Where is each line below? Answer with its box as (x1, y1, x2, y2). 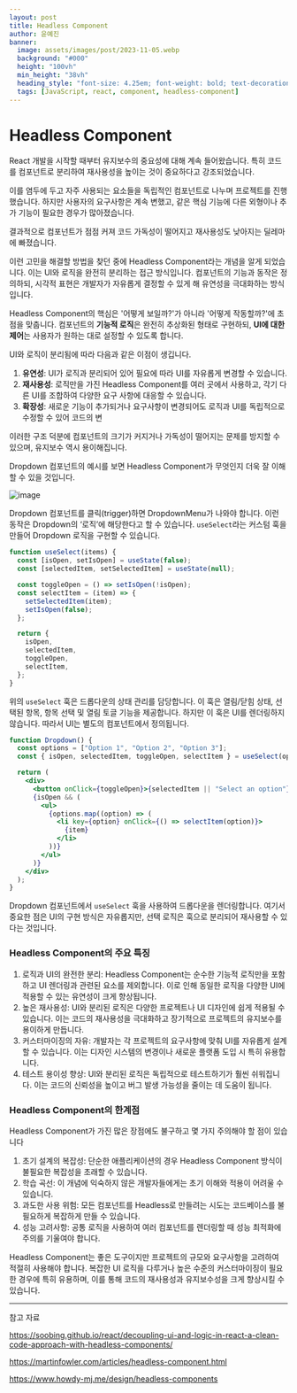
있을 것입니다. (27, 472, 75, 483)
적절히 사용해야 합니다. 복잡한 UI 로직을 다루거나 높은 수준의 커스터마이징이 (9, 1263, 267, 1273)
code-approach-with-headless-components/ (9, 1339, 173, 1350)
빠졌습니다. (18, 237, 57, 248)
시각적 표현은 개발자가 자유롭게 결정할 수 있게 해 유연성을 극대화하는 (34, 278, 269, 289)
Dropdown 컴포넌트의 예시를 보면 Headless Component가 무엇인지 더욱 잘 (9, 461, 270, 472)
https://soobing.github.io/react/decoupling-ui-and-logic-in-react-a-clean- (9, 1329, 280, 1340)
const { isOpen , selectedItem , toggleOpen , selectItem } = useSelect (17, 752, 278, 762)
